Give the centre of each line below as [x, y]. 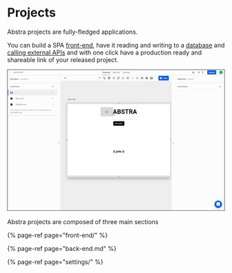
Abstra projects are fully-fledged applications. [72, 32]
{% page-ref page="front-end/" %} [58, 235]
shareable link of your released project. [63, 59]
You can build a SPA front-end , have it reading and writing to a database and [116, 45]
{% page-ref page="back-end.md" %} [62, 249]
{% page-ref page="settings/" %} [55, 262]
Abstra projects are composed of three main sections [83, 222]
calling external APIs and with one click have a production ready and [105, 52]
